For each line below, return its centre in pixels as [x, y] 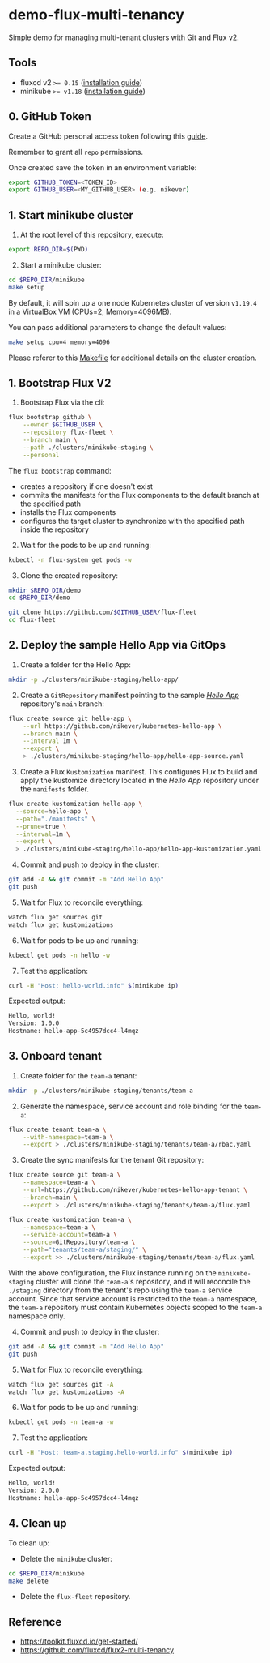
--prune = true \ [41, 826]
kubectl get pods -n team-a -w [61, 1422]
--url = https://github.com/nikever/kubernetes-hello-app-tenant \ [135, 1190]
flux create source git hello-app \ [70, 718]
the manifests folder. [54, 789]
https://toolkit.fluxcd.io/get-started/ [79, 1642]
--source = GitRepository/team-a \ [79, 1242]
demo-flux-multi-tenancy [96, 15]
